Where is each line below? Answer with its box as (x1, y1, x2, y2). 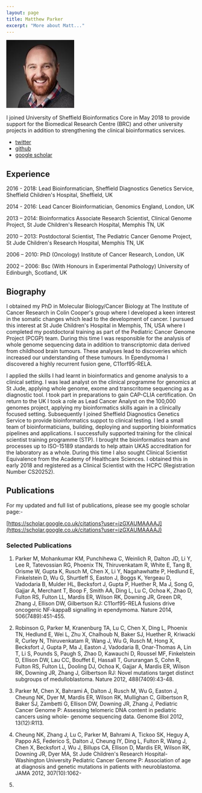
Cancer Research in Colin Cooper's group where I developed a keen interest (6, 309, 196, 316)
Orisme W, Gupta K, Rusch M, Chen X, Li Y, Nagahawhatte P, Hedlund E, (14, 568, 195, 575)
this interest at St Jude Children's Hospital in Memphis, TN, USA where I (6, 322, 186, 329)
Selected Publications (6, 541, 72, 549)
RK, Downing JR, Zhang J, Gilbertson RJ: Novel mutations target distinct (14, 669, 194, 677)
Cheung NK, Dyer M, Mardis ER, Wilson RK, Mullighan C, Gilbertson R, (14, 694, 189, 701)
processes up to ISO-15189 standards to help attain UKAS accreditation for (6, 442, 192, 450)
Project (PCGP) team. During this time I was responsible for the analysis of (6, 335, 191, 342)
